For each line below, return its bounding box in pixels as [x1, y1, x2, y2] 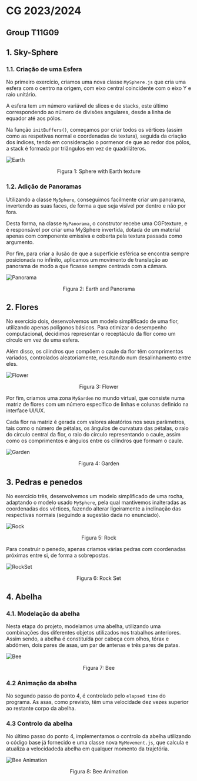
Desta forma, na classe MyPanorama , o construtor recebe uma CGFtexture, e [6, 219, 188, 227]
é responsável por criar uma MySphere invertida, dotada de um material [6, 226, 181, 233]
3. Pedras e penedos [6, 477, 83, 487]
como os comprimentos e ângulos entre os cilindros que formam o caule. [6, 437, 183, 445]
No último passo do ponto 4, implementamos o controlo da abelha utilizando [6, 733, 191, 740]
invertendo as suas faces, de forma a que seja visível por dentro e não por [6, 202, 186, 209]
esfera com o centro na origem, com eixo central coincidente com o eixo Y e [6, 85, 192, 92]
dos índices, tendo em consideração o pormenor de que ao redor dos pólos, [6, 139, 191, 146]
